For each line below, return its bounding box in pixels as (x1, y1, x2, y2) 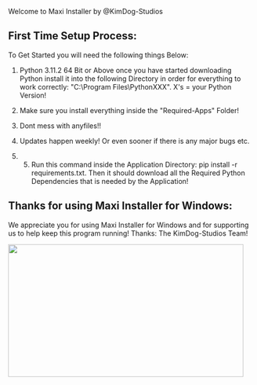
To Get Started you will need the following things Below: (8, 50, 189, 60)
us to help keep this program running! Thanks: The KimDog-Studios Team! (8, 228, 248, 238)
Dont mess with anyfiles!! (19, 121, 102, 130)
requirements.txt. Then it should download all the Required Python (31, 168, 245, 178)
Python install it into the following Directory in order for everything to (19, 74, 241, 83)
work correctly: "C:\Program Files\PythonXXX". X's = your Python (19, 82, 232, 91)
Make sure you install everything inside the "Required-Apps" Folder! (19, 105, 240, 115)
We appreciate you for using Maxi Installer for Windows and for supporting (8, 220, 249, 229)
